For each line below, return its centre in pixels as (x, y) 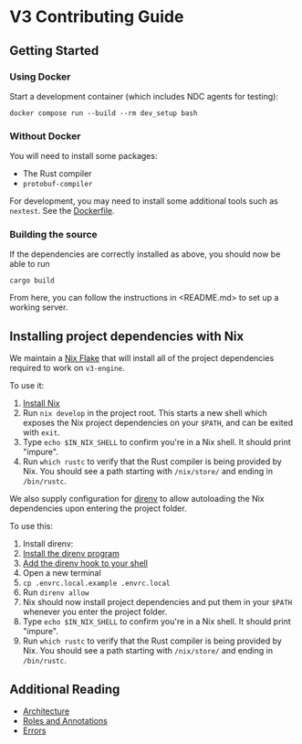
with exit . (42, 432)
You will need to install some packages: (83, 156)
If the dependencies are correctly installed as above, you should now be (145, 254)
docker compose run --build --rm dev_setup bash (104, 113)
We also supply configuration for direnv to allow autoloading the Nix (137, 499)
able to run (30, 264)
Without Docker (45, 136)
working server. (39, 307)
